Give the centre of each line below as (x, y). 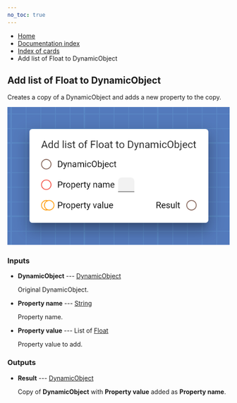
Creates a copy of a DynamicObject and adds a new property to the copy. (115, 97)
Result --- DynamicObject (55, 378)
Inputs (19, 261)
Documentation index (49, 43)
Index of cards (38, 51)
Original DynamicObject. (53, 290)
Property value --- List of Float (63, 330)
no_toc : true (26, 15)
